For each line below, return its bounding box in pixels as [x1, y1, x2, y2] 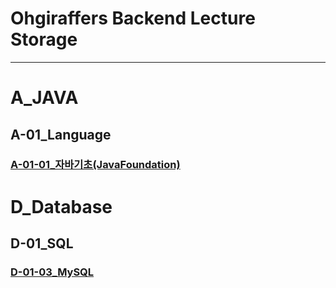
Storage [10, 28, 78, 51]
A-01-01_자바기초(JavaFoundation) [10, 158, 181, 172]
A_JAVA [10, 87, 79, 109]
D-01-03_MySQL [10, 265, 95, 279]
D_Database [10, 195, 113, 218]
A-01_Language [10, 126, 112, 143]
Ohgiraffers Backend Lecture [10, 7, 256, 30]
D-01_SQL [10, 235, 74, 252]
